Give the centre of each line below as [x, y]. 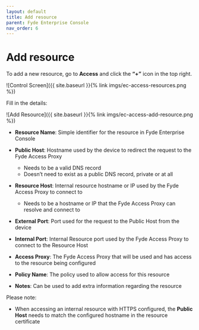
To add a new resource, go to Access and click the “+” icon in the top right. [99, 74]
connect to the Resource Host [51, 245]
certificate [27, 322]
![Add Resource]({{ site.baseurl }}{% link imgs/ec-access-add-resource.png [99, 115]
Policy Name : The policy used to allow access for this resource [92, 275]
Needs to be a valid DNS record [62, 168]
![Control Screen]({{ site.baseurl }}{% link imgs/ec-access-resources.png [96, 85]
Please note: [21, 297]
